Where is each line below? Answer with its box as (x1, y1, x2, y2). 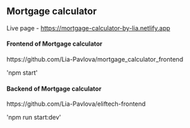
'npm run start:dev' (6, 113, 62, 122)
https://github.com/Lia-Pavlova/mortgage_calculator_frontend (6, 55, 184, 64)
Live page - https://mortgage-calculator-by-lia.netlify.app (6, 24, 171, 32)
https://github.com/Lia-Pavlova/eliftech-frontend (6, 100, 146, 108)
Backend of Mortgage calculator (6, 84, 102, 93)
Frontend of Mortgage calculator (6, 39, 103, 48)
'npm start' (6, 68, 38, 77)
